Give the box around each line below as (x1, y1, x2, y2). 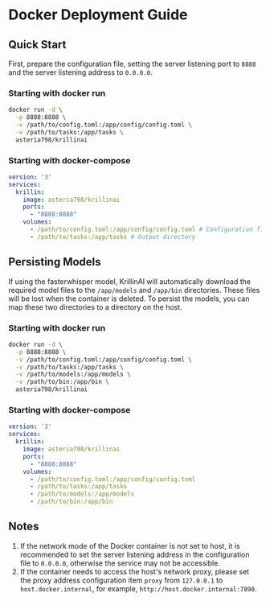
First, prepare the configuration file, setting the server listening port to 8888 (8, 59, 256, 68)
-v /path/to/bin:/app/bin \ (15, 378, 110, 386)
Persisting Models (8, 255, 102, 269)
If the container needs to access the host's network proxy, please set (19, 566, 250, 576)
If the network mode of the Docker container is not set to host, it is (19, 541, 240, 550)
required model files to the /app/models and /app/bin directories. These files (8, 285, 260, 294)
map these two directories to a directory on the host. (8, 302, 182, 311)
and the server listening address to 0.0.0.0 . (8, 68, 153, 77)
